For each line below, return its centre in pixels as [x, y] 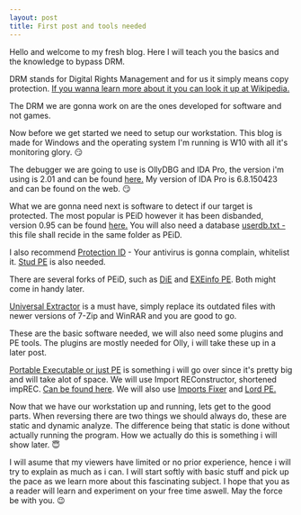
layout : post [34, 18]
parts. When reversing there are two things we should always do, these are [148, 416]
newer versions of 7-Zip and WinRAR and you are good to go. [123, 315]
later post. [28, 352]
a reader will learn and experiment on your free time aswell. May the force [146, 491]
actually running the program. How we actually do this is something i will [143, 435]
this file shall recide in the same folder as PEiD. [96, 234]
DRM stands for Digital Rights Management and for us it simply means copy [149, 78]
